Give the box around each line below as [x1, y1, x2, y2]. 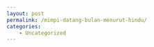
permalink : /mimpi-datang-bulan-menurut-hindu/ [6, 17, 148, 23]
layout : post [6, 10, 45, 17]
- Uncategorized [19, 29, 67, 37]
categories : [6, 23, 41, 30]
